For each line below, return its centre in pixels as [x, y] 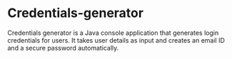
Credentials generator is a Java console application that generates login [113, 33]
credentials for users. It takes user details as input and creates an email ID [116, 40]
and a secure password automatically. [63, 48]
